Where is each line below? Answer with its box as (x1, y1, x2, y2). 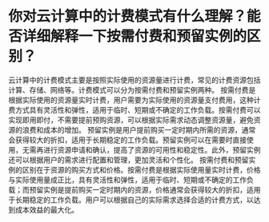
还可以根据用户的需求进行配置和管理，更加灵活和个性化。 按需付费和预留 (8, 155, 249, 165)
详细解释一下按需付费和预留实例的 (22, 27, 247, 46)
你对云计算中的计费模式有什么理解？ (8, 7, 247, 26)
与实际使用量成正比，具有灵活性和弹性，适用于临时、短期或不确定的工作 (8, 175, 247, 184)
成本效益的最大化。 (14, 204, 78, 214)
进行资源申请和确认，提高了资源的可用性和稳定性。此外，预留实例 (42, 145, 261, 154)
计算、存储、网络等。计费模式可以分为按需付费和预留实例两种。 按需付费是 (8, 85, 256, 94)
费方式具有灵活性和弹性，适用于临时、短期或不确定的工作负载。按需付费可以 (8, 105, 261, 114)
